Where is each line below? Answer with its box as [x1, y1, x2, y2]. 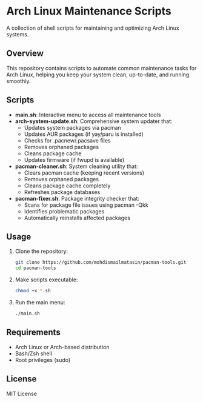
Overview [6, 49, 44, 59]
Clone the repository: [15, 247, 68, 255]
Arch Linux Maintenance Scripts [6, 4, 171, 18]
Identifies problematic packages [24, 207, 105, 215]
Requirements [6, 327, 61, 338]
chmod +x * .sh [15, 288, 51, 294]
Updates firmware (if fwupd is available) [24, 156, 125, 163]
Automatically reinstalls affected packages [24, 214, 130, 221]
